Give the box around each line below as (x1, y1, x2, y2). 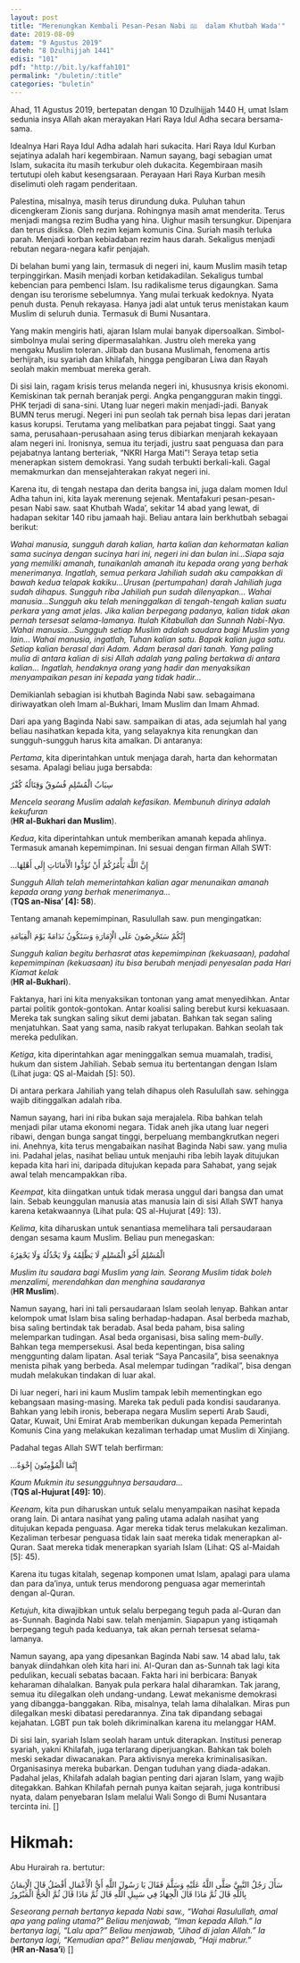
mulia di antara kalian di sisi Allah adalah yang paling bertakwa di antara (10, 653, 280, 663)
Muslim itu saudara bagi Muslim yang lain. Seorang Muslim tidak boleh (10, 1267, 272, 1277)
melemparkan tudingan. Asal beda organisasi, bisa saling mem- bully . (10, 1331, 264, 1342)
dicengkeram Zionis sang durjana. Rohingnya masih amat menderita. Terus (10, 205, 285, 215)
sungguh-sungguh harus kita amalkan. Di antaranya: (10, 735, 204, 746)
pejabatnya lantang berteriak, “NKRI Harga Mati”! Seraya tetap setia (10, 447, 259, 458)
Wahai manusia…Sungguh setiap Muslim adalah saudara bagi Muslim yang (10, 624, 290, 635)
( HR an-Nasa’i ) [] (10, 1943, 74, 1954)
